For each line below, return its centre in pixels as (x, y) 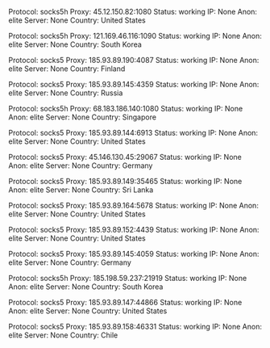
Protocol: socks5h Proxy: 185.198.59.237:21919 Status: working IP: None (128, 278)
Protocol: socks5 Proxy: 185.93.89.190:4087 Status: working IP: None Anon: (134, 60)
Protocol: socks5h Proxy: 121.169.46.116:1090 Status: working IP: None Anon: (135, 36)
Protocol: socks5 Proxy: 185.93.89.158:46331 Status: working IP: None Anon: (135, 327)
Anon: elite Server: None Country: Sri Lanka (81, 190)
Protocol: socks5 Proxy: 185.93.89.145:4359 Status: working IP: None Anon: (134, 84)
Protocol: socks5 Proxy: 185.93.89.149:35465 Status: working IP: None (125, 181)
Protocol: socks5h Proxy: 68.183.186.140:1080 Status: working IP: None (126, 109)
